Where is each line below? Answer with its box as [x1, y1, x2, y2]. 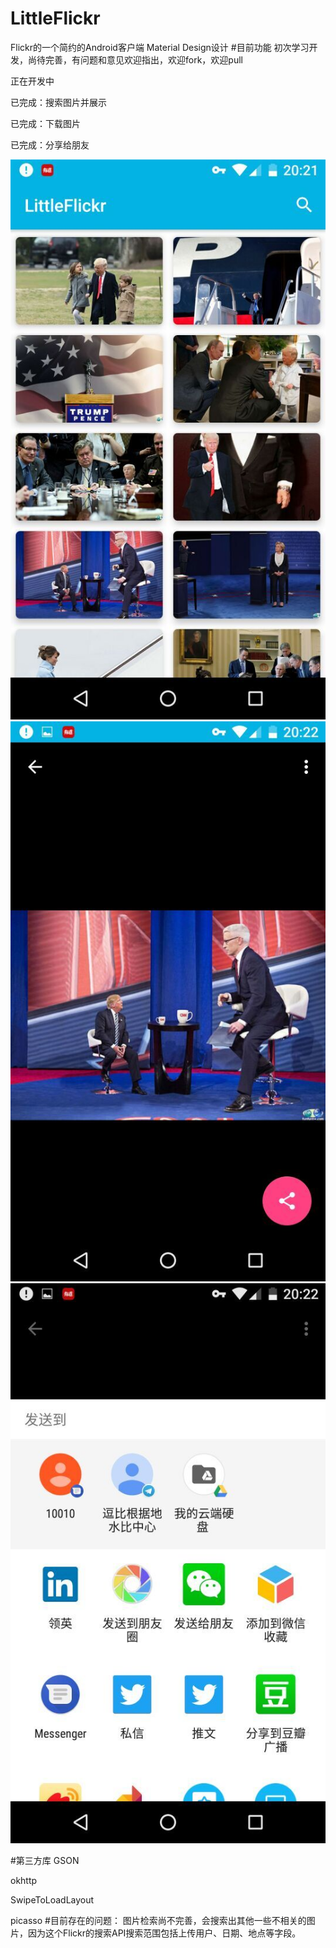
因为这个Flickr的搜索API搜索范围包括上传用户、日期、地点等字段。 [27, 1927, 302, 1939]
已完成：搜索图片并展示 [10, 96, 107, 108]
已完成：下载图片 [10, 117, 81, 129]
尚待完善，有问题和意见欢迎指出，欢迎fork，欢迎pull [27, 53, 243, 66]
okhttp [10, 1874, 38, 1886]
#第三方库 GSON [10, 1854, 80, 1866]
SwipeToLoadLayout [10, 1893, 95, 1906]
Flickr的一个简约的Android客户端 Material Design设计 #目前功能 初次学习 [10, 41, 310, 53]
